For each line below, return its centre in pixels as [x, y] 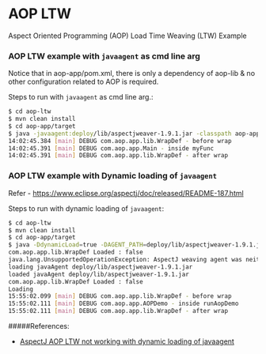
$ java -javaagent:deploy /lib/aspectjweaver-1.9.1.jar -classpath [120, 134]
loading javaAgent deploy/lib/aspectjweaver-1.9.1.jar [101, 267]
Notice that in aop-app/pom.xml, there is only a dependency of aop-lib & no [132, 73]
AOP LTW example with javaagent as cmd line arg [104, 56]
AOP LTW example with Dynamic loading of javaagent [113, 176]
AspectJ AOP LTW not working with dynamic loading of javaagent [127, 341]
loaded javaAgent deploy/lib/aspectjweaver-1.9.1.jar [99, 274]
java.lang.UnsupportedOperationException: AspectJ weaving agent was [125, 260]
